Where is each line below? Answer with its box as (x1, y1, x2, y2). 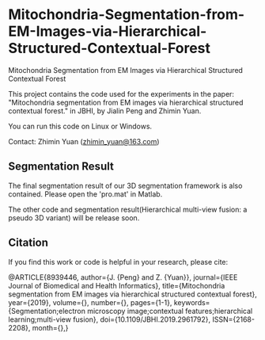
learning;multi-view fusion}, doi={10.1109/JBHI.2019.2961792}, (8, 315, 211, 324)
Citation (8, 236, 49, 250)
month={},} (32, 323, 69, 332)
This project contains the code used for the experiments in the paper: (8, 89, 235, 98)
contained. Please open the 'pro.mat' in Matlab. (8, 189, 163, 199)
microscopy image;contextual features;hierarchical (86, 306, 253, 315)
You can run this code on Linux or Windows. (8, 121, 153, 131)
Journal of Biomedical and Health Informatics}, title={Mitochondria (8, 281, 225, 290)
